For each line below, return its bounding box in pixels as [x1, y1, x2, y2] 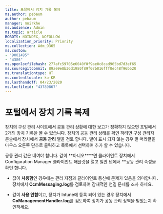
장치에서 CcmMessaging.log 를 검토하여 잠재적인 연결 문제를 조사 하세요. [12, 181, 153, 187]
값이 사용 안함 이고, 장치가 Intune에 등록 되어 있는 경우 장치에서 [12, 192, 132, 198]
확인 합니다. [5, 165, 28, 171]
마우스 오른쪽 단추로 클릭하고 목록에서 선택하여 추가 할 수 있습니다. [5, 142, 131, 148]
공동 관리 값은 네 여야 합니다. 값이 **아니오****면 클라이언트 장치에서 [5, 152, 135, 159]
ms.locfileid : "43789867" [5, 84, 58, 89]
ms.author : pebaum [5, 12, 42, 17]
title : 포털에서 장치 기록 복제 [5, 7, 61, 12]
